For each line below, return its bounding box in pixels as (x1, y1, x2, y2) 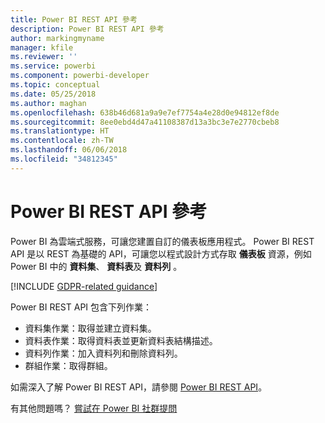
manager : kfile (10, 42, 74, 53)
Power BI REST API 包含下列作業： (10, 301, 153, 313)
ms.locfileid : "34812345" (10, 154, 118, 164)
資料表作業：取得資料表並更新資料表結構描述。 (24, 334, 218, 346)
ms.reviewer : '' (10, 52, 78, 62)
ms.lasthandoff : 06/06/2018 (10, 145, 128, 155)
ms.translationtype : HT (10, 126, 110, 136)
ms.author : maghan (10, 98, 87, 108)
